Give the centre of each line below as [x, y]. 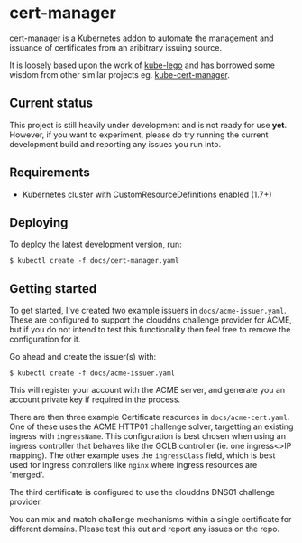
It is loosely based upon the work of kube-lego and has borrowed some [142, 65]
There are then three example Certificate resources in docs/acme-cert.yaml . [150, 417]
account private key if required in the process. [95, 399]
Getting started [53, 289]
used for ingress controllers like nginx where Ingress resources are [133, 465]
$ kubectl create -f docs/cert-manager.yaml [94, 261]
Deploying [39, 223]
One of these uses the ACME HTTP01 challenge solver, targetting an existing [151, 426]
